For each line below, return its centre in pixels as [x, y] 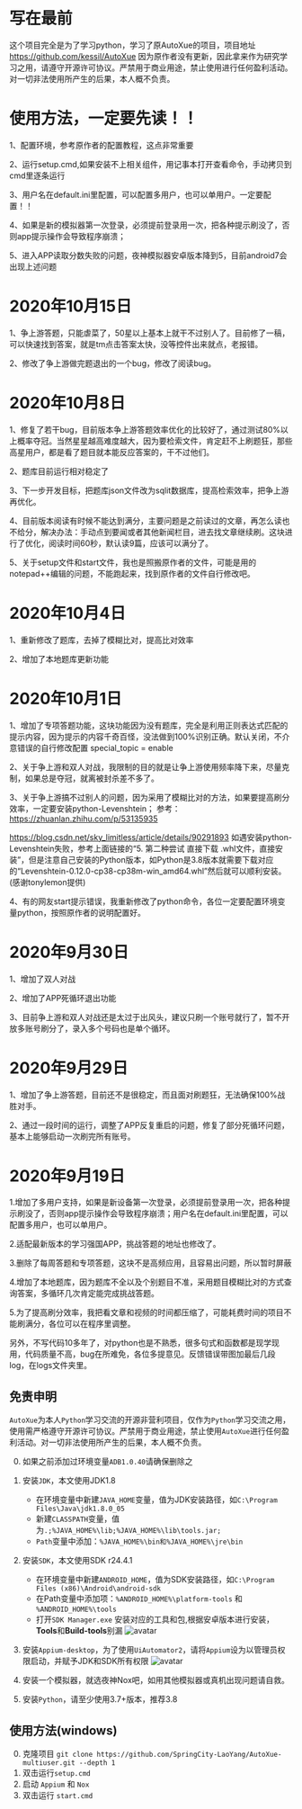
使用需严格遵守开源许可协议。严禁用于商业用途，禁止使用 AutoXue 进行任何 [146, 1431]
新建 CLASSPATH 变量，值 [78, 1519]
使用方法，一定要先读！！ [104, 119]
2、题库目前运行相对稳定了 [59, 471]
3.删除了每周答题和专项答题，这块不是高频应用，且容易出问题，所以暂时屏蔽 [151, 1263]
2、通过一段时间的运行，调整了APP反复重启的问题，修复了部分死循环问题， [150, 1124]
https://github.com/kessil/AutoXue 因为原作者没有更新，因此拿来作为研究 [145, 56]
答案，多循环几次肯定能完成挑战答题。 [88, 1294]
